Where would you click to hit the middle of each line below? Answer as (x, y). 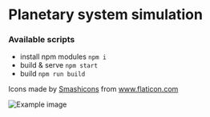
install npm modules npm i (63, 57)
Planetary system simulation (105, 15)
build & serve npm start (59, 65)
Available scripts (42, 40)
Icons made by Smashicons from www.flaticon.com (93, 89)
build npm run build (52, 74)
